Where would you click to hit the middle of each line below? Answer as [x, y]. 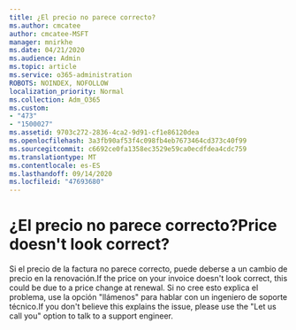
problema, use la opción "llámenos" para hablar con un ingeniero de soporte [148, 297]
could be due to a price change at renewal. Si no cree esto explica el [134, 288]
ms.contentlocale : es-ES [55, 165]
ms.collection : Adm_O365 [55, 100]
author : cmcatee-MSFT [49, 34]
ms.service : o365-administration [71, 75]
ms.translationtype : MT [53, 157]
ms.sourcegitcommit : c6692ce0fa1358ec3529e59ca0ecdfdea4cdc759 [128, 149]
